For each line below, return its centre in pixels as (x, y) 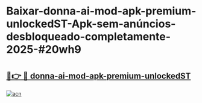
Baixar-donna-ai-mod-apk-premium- (101, 11)
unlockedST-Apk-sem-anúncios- (91, 24)
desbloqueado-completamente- (88, 37)
